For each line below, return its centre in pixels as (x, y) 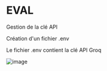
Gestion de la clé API (32, 27)
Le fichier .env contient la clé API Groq (54, 50)
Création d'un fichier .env (38, 38)
